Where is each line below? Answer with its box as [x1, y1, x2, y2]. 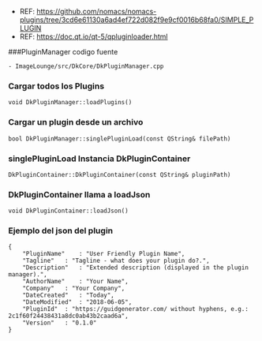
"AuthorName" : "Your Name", [22, 278, 129, 286]
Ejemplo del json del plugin [8, 225, 114, 236]
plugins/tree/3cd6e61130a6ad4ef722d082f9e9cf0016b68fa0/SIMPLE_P [19, 15, 254, 24]
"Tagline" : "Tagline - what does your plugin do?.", [22, 257, 211, 265]
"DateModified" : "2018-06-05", [22, 298, 133, 306]
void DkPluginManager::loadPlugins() [8, 99, 133, 107]
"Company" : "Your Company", [22, 284, 125, 293]
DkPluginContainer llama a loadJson [8, 189, 151, 200]
